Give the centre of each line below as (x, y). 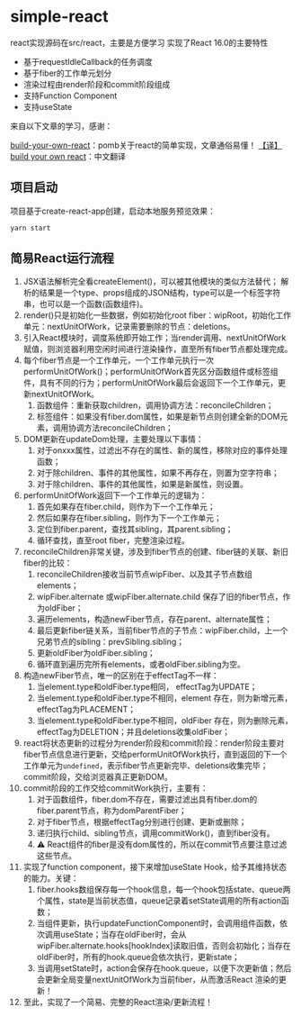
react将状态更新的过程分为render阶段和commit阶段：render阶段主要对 (154, 743)
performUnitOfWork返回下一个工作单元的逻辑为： (115, 495)
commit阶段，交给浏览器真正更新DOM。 (98, 777)
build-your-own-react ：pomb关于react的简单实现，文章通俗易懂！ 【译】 (146, 145)
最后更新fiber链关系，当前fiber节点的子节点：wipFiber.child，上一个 (162, 630)
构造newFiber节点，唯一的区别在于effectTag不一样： (121, 676)
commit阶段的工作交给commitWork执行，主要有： (116, 788)
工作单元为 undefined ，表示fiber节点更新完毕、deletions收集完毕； (146, 766)
